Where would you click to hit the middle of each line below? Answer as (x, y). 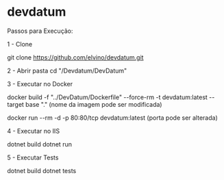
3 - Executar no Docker (40, 83)
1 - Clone (20, 44)
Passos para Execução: (40, 31)
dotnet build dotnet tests (42, 170)
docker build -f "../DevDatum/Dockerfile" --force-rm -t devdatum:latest (107, 97)
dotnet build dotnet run (39, 144)
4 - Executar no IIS (34, 131)
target (15, 104)
